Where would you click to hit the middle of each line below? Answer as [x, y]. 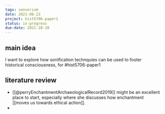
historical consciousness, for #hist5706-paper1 [53, 65]
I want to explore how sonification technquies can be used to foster [73, 59]
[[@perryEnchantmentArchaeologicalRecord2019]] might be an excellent [86, 92]
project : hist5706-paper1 [32, 19]
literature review [31, 80]
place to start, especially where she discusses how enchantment [78, 97]
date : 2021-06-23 [23, 14]
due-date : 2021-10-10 [27, 28]
